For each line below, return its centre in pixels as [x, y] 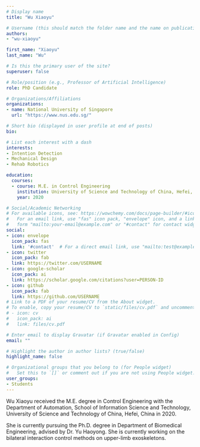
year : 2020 [30, 197]
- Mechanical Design [32, 159]
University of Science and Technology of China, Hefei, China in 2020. [91, 414]
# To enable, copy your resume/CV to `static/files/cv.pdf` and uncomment [101, 308]
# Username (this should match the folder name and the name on [87, 28]
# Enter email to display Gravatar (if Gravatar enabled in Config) [93, 335]
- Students [20, 384]
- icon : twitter [26, 252]
